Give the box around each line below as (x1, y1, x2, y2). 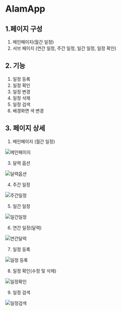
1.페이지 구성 (5, 24, 43, 33)
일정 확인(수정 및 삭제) (12, 267, 56, 274)
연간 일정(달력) (12, 224, 42, 231)
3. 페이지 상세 (5, 124, 45, 132)
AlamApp (5, 3, 45, 15)
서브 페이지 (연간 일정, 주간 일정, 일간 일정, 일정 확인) (12, 45, 117, 51)
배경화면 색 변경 (12, 108, 44, 114)
